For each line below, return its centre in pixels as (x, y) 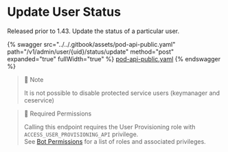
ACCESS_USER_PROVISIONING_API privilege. (81, 134)
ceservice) (39, 100)
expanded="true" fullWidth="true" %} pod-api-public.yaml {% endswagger (114, 58)
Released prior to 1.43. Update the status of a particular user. (93, 31)
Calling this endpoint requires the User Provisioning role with (110, 127)
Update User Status (64, 12)
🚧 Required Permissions (58, 113)
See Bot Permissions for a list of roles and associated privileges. (115, 141)
